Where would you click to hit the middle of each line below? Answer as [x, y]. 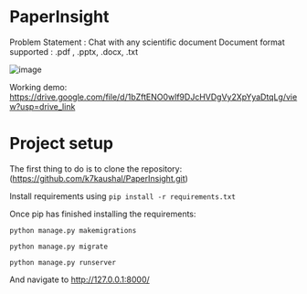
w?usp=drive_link [42, 106]
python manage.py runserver [63, 262]
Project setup [62, 144]
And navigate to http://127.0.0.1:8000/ [80, 279]
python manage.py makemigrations [73, 230]
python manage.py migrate [58, 247]
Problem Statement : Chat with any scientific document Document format [147, 42]
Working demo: [38, 87]
